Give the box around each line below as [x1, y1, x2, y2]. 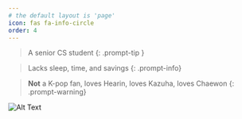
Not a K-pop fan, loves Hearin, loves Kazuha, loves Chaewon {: [27, 79, 235, 88]
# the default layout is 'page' [8, 11, 115, 20]
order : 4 [8, 26, 37, 34]
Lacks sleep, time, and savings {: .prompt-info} [27, 63, 181, 73]
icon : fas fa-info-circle [8, 19, 94, 27]
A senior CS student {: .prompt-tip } [27, 48, 145, 58]
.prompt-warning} [27, 87, 87, 97]
